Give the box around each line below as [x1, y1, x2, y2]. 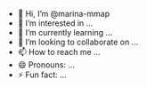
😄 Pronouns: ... [17, 59, 76, 70]
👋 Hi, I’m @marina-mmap [17, 9, 110, 19]
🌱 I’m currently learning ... [17, 28, 113, 37]
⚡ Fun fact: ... [17, 69, 67, 80]
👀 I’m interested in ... [17, 18, 94, 28]
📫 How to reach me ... [17, 47, 101, 57]
